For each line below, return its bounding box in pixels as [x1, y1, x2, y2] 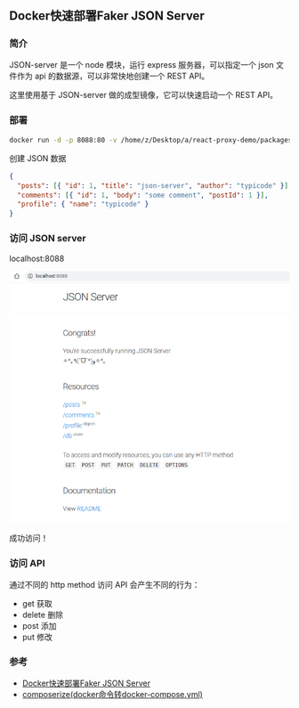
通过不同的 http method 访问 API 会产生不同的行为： [9, 579, 200, 590]
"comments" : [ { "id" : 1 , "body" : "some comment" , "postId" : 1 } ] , [17, 191, 269, 199]
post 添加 [21, 620, 57, 631]
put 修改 [21, 631, 53, 642]
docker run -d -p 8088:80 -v [9, 135, 117, 144]
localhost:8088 [9, 253, 65, 264]
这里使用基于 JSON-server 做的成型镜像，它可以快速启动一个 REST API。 [9, 89, 279, 100]
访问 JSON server [9, 232, 86, 245]
